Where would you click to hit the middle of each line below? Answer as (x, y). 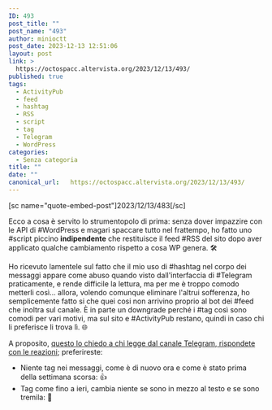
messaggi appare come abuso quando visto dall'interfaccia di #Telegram (130, 275)
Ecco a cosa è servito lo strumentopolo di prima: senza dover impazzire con (136, 221)
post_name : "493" (38, 31)
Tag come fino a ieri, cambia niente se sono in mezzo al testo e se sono (140, 388)
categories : (28, 152)
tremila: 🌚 (36, 397)
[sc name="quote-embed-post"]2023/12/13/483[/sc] (97, 205)
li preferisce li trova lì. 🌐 (48, 327)
